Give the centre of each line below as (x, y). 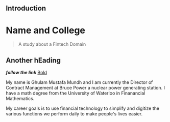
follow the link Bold (27, 73)
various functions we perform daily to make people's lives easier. (74, 114)
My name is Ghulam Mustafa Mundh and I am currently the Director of (79, 82)
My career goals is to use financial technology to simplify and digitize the (83, 108)
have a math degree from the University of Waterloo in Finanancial (76, 93)
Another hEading (33, 60)
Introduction (26, 8)
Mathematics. (20, 99)
